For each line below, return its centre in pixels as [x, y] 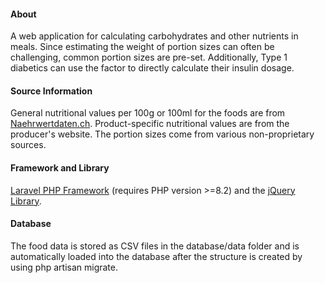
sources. [28, 145]
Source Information [51, 91]
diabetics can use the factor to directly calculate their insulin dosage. [152, 68]
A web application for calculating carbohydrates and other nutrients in [154, 36]
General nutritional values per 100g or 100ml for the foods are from [148, 113]
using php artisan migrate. [64, 267]
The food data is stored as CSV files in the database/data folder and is [155, 246]
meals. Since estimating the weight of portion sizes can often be [142, 47]
